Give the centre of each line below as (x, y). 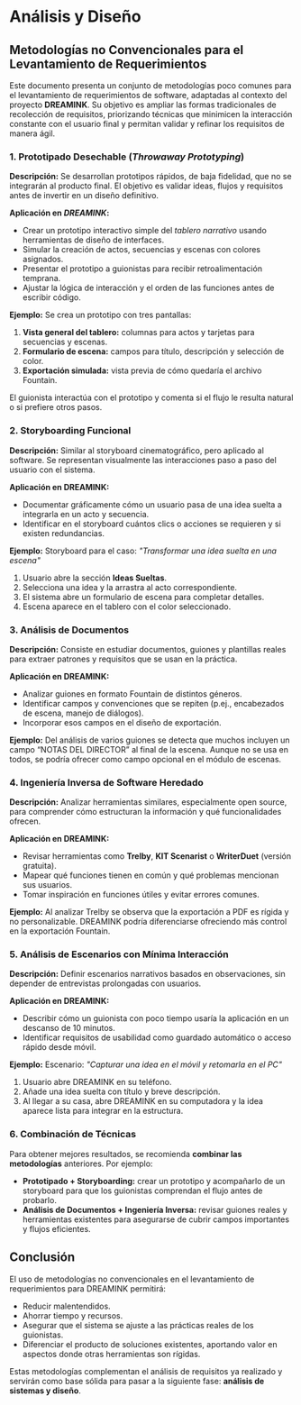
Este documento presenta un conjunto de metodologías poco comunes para (150, 86)
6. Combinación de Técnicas (73, 1135)
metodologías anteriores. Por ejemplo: (81, 1163)
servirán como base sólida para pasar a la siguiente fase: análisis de (137, 1381)
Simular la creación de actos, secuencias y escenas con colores (141, 250)
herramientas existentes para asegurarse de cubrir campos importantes (156, 1219)
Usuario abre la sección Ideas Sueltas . (95, 578)
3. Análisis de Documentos (69, 630)
